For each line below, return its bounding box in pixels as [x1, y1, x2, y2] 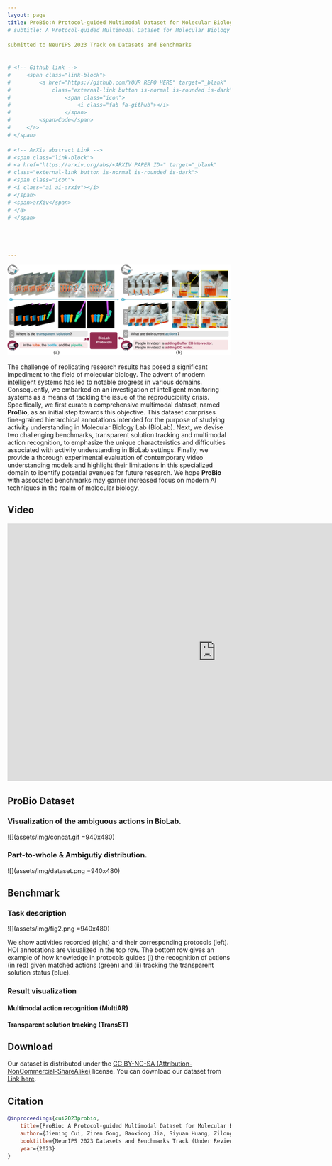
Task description [7, 909, 67, 919]
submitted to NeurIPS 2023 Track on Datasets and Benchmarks [7, 41, 192, 49]
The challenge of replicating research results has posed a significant [7, 363, 208, 371]
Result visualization [7, 986, 77, 996]
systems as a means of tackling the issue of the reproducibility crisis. [7, 393, 209, 401]
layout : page [7, 11, 46, 18]
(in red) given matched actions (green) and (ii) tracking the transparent [7, 961, 214, 970]
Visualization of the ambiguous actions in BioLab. [7, 816, 182, 826]
